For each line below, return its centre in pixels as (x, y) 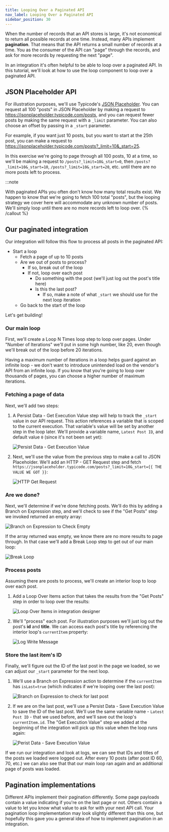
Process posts (23, 570)
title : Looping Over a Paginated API (45, 10)
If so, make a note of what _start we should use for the (100, 294)
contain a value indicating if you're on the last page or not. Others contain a (84, 803)
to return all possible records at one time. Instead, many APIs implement (80, 39)
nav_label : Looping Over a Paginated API (49, 15)
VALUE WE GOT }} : (30, 472)
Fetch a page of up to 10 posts (51, 257)
